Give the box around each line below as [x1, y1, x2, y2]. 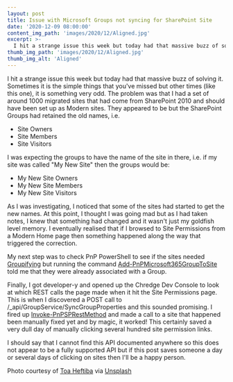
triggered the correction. [7, 239, 78, 247]
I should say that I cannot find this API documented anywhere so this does [7, 338, 220, 347]
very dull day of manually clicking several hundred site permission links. [7, 324, 213, 333]
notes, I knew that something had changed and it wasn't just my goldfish [7, 217, 215, 225]
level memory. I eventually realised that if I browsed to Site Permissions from [7, 224, 225, 233]
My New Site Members [17, 181, 83, 190]
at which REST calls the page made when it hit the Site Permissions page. [7, 288, 217, 296]
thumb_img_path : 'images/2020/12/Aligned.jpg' [7, 49, 144, 56]
